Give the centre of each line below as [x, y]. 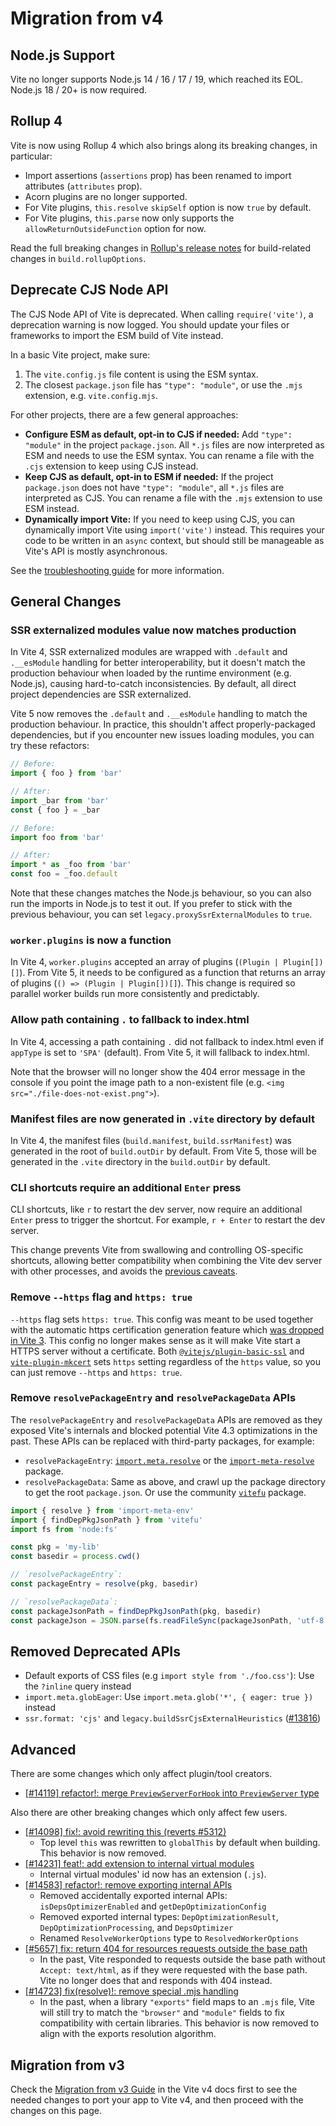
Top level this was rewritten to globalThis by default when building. [180, 1843]
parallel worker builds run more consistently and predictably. [135, 994]
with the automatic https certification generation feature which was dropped [167, 1329]
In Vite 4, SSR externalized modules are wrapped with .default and [149, 652]
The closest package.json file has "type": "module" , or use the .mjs [163, 384]
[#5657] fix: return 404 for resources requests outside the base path [166, 1949]
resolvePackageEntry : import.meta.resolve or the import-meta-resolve [169, 1460]
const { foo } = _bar [55, 810]
